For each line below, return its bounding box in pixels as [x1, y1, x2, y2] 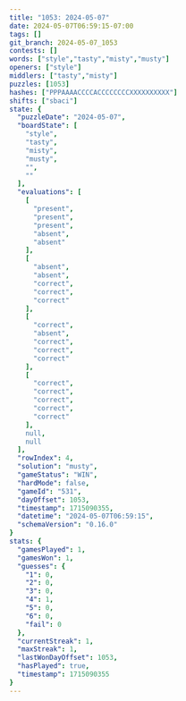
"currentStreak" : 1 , [17, 637, 94, 646]
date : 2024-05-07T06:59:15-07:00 [9, 21, 134, 30]
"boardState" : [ [17, 122, 78, 131]
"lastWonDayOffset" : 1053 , [17, 654, 118, 663]
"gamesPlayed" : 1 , [17, 545, 87, 554]
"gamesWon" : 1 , [17, 553, 74, 562]
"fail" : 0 [25, 620, 63, 629]
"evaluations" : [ [17, 188, 82, 197]
